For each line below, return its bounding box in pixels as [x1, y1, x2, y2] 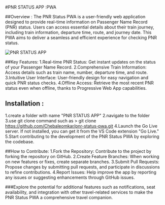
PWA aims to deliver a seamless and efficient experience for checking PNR [5, 34, 157, 40]
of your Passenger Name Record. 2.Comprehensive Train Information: [5, 64, 147, 70]
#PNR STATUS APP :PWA [5, 4, 57, 10]
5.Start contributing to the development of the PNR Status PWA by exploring [5, 133, 160, 139]
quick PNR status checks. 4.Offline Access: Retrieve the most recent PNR [5, 80, 154, 86]
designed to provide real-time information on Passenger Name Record [5, 19, 148, 25]
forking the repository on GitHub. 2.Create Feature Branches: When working [5, 153, 160, 159]
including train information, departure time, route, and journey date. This [5, 30, 152, 35]
